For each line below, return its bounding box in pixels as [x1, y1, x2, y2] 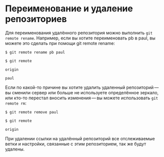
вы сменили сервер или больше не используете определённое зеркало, [5, 89, 159, 95]
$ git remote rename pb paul [5, 50, 65, 55]
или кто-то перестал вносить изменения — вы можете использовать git [5, 95, 159, 101]
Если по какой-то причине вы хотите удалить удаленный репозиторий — [5, 84, 159, 90]
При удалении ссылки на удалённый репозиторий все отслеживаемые [5, 135, 155, 141]
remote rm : [5, 100, 27, 106]
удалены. [5, 146, 25, 152]
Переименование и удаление [5, 3, 133, 14]
